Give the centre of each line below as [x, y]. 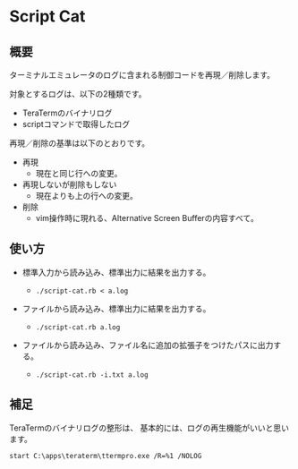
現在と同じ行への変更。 [79, 173]
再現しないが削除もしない [69, 184]
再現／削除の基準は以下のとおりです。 [80, 143]
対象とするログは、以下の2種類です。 [78, 94]
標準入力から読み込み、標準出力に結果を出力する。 [116, 272]
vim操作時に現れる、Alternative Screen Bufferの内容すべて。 [147, 218]
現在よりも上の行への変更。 [87, 196]
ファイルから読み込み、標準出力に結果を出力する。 [116, 308]
